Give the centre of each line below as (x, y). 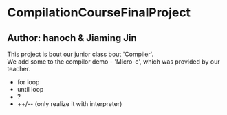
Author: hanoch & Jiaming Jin (72, 38)
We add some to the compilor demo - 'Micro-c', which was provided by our (113, 62)
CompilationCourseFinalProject (99, 13)
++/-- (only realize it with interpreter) (69, 104)
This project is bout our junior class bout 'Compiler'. (80, 54)
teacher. (19, 69)
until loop (30, 89)
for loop (28, 82)
